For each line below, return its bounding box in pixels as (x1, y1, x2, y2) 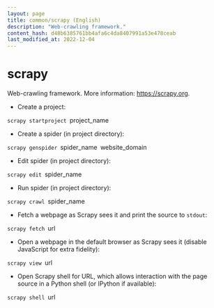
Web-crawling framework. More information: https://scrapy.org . (7, 89, 190, 98)
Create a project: (17, 102, 66, 111)
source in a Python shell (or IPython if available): (17, 279, 157, 288)
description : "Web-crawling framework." (7, 23, 127, 30)
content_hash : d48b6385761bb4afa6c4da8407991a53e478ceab (7, 29, 176, 37)
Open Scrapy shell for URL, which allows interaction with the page (17, 272, 208, 281)
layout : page (7, 10, 45, 17)
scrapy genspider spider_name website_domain (7, 144, 148, 152)
